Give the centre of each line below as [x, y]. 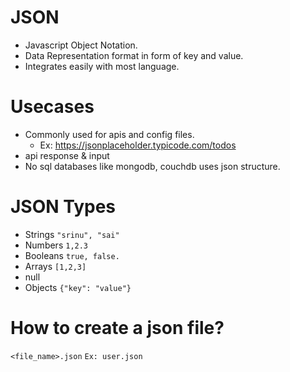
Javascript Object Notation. [81, 45]
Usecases [52, 107]
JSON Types [63, 207]
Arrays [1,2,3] [55, 266]
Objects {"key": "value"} [78, 287]
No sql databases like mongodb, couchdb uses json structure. [152, 166]
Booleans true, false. [72, 255]
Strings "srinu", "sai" [72, 234]
